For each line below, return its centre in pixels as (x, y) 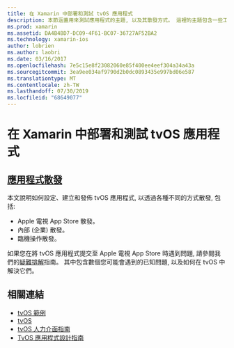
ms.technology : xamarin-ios (48, 40)
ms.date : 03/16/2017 (37, 59)
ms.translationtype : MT (42, 78)
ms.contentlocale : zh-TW (43, 85)
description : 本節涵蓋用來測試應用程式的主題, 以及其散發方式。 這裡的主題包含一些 (115, 20)
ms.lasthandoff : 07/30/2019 (48, 91)
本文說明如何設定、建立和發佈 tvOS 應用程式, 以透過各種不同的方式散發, (110, 198)
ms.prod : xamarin (32, 26)
